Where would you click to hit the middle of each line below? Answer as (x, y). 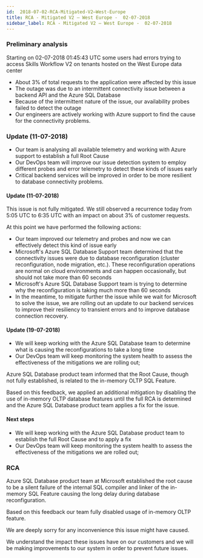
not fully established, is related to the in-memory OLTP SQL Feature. (92, 381)
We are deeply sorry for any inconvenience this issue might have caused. (98, 530)
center (15, 70)
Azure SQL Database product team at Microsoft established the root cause (99, 481)
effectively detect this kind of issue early (66, 245)
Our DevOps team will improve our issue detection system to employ (101, 162)
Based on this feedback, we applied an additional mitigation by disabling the (101, 392)
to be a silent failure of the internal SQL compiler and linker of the (88, 487)
